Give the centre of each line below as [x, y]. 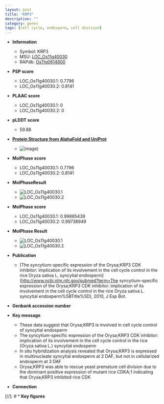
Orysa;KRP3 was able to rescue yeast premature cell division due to [88, 367]
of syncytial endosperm [43, 330]
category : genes [22, 23]
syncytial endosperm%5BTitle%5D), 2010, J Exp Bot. [73, 296]
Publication [24, 255]
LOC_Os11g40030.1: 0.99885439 [52, 217]
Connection [24, 387]
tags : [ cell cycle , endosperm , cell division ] [53, 28]
